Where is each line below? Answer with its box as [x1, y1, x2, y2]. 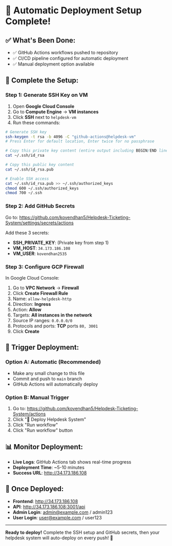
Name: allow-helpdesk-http [12, 296, 72, 302]
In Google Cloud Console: [5, 275, 60, 281]
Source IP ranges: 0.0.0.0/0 [12, 317, 73, 323]
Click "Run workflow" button [12, 427, 73, 433]
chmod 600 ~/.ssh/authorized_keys [5, 185, 79, 191]
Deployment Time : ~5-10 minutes [12, 464, 84, 470]
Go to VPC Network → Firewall [12, 284, 79, 291]
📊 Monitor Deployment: [5, 443, 83, 451]
